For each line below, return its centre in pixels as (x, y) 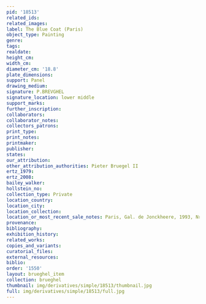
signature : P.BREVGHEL (35, 92)
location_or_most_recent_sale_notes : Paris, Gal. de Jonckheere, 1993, (100, 217)
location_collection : (34, 211)
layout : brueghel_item (35, 274)
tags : (13, 47)
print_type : (21, 132)
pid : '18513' (23, 12)
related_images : (27, 23)
